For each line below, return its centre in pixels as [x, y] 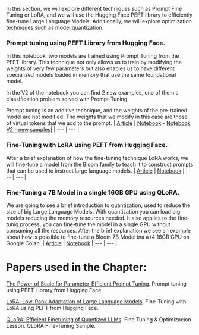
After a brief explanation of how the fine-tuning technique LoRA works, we [97, 158]
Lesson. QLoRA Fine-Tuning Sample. [51, 325]
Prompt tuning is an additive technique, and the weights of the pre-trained [97, 111]
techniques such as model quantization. [55, 27]
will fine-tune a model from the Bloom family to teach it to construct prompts [100, 164]
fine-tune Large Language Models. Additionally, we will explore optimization [99, 21]
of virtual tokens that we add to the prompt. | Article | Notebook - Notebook [99, 123]
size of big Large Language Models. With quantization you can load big [93, 211]
